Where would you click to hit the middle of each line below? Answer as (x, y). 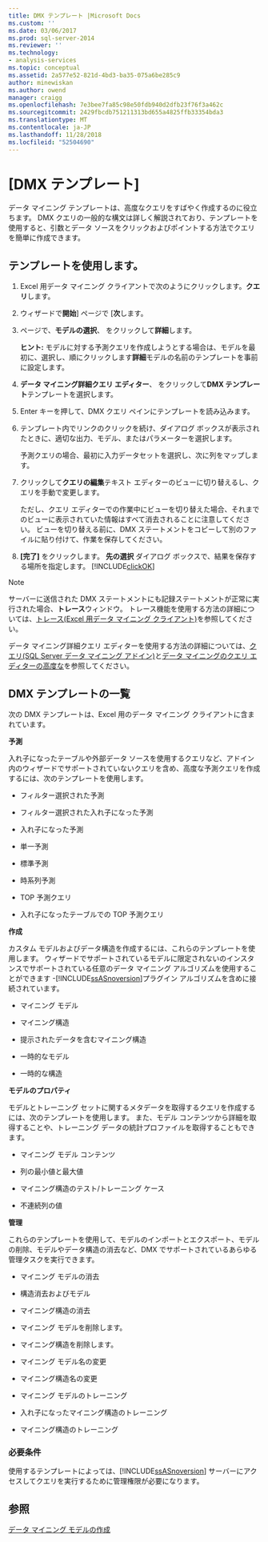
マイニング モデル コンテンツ (68, 1155)
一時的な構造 (41, 1074)
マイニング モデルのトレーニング (74, 1396)
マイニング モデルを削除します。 (73, 1328)
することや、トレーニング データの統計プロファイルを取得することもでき (135, 1127)
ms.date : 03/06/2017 (43, 30)
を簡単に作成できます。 (47, 238)
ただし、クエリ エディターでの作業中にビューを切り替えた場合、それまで (140, 510)
